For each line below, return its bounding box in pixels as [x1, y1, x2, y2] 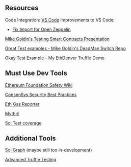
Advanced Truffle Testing [5, 157, 56, 163]
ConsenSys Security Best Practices [5, 92, 77, 97]
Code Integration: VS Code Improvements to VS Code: [5, 17, 115, 23]
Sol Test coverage [5, 120, 42, 126]
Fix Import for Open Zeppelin [12, 26, 71, 32]
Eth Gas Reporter [5, 101, 40, 107]
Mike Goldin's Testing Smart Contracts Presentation [5, 36, 110, 42]
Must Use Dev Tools [5, 69, 68, 77]
